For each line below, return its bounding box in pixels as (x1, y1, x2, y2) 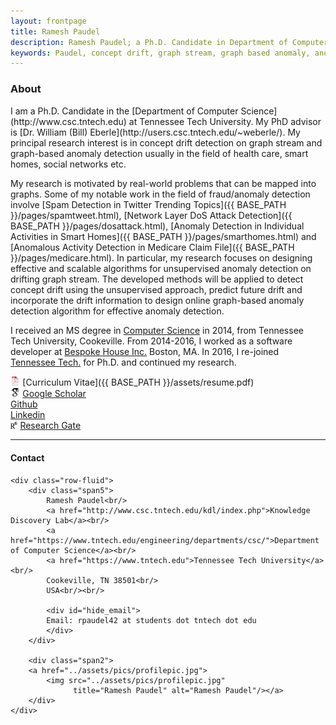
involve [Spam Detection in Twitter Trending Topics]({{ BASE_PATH (10, 198, 287, 210)
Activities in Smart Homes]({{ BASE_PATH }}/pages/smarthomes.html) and (10, 230, 317, 242)
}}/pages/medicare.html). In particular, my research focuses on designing (10, 251, 313, 264)
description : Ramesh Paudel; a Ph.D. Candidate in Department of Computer (10, 37, 329, 47)
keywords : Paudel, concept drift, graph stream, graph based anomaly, (10, 48, 311, 58)
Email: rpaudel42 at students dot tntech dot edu (46, 615, 257, 625)
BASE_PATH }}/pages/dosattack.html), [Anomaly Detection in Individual (10, 220, 305, 232)
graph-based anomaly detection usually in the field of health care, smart (10, 147, 309, 159)
